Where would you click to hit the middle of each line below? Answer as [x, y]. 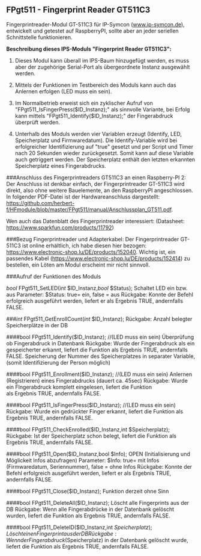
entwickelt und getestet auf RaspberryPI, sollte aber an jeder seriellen [92, 31]
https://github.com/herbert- [40, 203]
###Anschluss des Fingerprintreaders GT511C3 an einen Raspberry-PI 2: [96, 178]
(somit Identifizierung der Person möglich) [58, 362]
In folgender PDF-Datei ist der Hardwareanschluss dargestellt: [83, 196]
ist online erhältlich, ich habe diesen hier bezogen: [84, 246]
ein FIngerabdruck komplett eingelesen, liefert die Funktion [79, 387]
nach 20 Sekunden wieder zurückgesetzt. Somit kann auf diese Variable [104, 153]
